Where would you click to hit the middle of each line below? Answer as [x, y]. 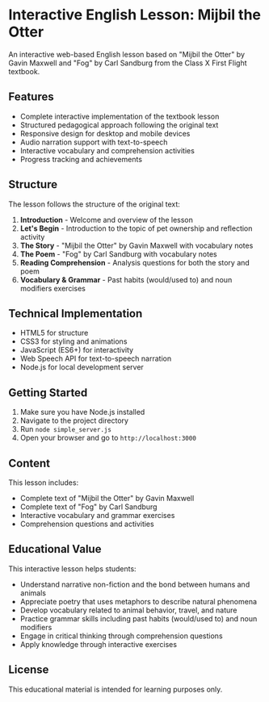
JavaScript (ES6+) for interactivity [77, 350]
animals [33, 593]
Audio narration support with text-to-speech [94, 142]
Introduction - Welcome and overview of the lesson [107, 219]
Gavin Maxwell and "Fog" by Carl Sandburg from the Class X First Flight [128, 63]
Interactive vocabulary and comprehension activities [107, 150]
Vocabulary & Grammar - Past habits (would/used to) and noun [126, 279]
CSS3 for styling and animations [74, 341]
